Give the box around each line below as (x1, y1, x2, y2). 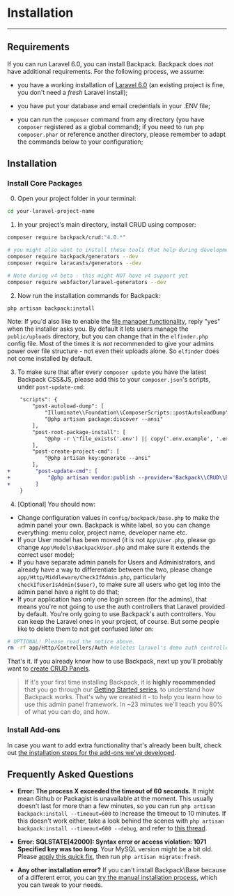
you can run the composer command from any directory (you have (17, 115, 205, 124)
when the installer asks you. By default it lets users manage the (7, 324, 189, 333)
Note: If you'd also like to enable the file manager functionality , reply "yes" (7, 318, 221, 326)
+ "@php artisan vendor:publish (7, 474, 136, 481)
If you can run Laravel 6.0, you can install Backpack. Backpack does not (7, 59, 214, 68)
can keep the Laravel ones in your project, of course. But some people (17, 617, 219, 625)
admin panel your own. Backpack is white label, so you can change (17, 521, 210, 529)
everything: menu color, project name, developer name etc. (17, 528, 188, 537)
